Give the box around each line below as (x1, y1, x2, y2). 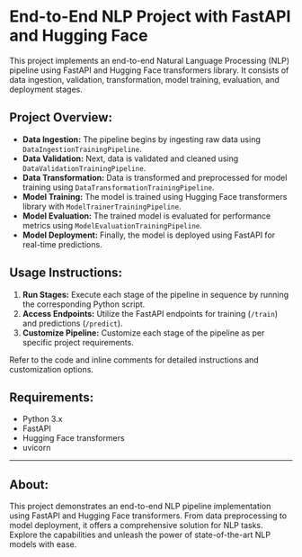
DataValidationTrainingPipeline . (22, 162, 147, 173)
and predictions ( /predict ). (22, 318, 123, 328)
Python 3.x (22, 414, 63, 425)
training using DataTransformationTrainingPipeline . (22, 182, 215, 193)
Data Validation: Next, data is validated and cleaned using (22, 153, 239, 164)
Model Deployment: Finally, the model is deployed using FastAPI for (22, 229, 276, 240)
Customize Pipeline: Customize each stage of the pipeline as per (22, 327, 265, 338)
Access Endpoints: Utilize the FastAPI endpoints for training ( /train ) (22, 308, 279, 319)
